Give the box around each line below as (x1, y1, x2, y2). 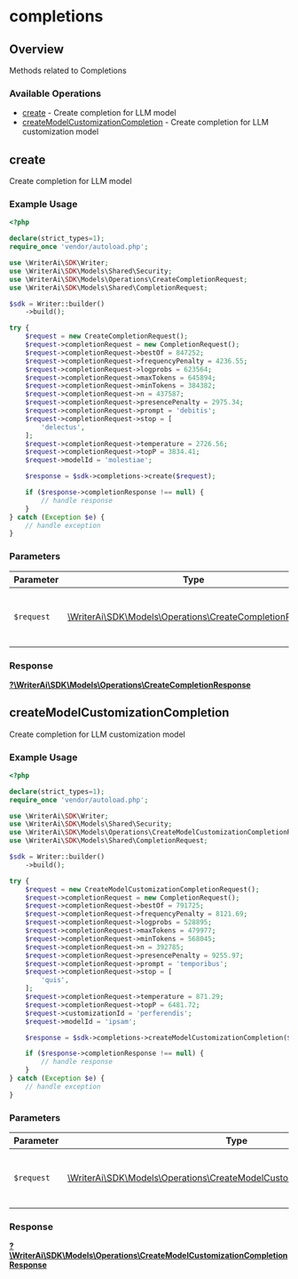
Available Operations (9, 87, 102, 100)
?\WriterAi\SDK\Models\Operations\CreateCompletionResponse (9, 679, 251, 690)
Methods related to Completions (9, 65, 127, 76)
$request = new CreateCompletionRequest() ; (25, 332, 189, 341)
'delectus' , (41, 422, 86, 432)
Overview (9, 42, 65, 57)
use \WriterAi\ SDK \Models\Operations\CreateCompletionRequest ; (9, 275, 248, 284)
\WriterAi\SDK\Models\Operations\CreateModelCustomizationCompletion (9, 1251, 288, 1261)
